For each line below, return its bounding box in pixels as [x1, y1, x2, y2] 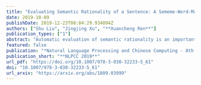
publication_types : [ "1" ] [6, 31, 71, 37]
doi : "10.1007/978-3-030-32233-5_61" [6, 64, 100, 71]
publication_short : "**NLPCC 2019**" [6, 53, 100, 59]
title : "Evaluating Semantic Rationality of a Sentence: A [6, 8, 157, 15]
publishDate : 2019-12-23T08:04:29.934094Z [6, 20, 114, 26]
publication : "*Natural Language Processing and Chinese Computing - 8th [6, 48, 194, 54]
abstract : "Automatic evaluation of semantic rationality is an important [6, 37, 197, 42]
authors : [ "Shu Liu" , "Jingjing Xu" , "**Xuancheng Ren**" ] [6, 25, 157, 32]
